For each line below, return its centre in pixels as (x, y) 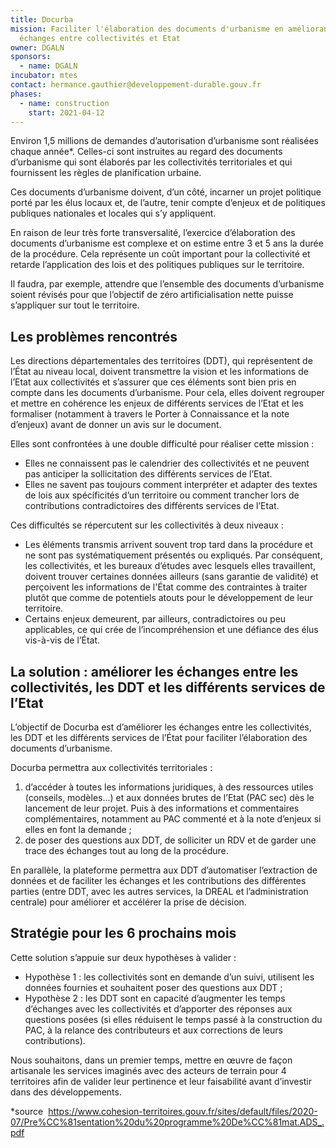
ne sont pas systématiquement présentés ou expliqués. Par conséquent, (173, 555)
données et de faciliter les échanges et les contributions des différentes (158, 880)
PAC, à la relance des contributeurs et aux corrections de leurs (153, 1030)
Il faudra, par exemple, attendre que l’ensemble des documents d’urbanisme (167, 284)
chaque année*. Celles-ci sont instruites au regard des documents (146, 152)
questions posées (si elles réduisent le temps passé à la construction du (173, 1019)
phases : (26, 94)
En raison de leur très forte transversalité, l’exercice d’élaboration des (153, 233)
